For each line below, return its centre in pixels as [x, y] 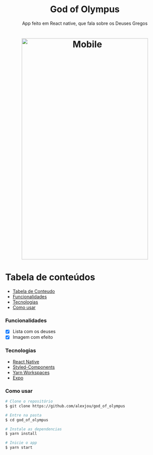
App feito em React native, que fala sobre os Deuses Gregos [85, 23]
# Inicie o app [21, 443]
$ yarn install [21, 434]
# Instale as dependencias [34, 429]
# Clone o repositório [29, 401]
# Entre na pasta [23, 415]
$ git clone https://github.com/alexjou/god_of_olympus [65, 406]
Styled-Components [34, 367]
